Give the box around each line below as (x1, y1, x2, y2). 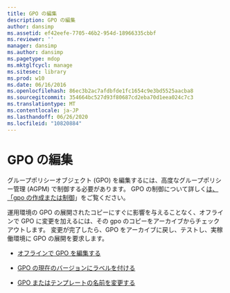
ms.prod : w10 (7, 74, 45, 82)
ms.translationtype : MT (7, 101, 76, 108)
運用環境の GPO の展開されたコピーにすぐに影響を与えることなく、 (7, 208, 200, 217)
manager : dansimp (7, 42, 57, 49)
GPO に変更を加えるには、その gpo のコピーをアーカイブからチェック (20, 217, 220, 226)
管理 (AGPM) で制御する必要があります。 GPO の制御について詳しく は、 (12, 185, 219, 193)
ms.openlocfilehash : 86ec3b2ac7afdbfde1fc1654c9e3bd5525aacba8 (7, 87, 194, 94)
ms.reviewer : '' (7, 36, 54, 43)
